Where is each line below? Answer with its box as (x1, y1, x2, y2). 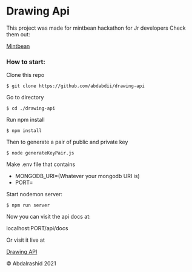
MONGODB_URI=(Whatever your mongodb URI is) (15, 173, 141, 180)
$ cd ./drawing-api (6, 105, 56, 111)
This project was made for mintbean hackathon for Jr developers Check (6, 24, 186, 32)
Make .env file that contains (6, 161, 76, 168)
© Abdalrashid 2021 (6, 260, 56, 267)
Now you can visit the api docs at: (6, 213, 91, 221)
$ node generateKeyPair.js (6, 150, 74, 156)
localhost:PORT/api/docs (6, 225, 68, 232)
